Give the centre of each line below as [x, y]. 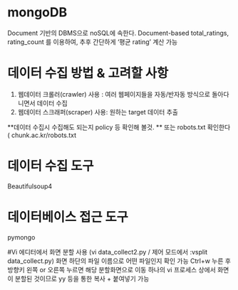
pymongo [21, 237]
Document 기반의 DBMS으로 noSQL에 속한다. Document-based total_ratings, [118, 33]
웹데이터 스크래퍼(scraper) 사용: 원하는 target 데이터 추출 [98, 112]
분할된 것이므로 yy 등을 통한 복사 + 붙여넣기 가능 [82, 279]
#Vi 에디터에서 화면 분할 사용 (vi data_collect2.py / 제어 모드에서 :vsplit [108, 252]
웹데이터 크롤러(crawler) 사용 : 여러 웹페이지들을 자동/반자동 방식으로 [114, 94]
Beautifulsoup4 [30, 186]
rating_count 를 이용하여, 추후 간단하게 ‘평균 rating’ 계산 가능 [93, 42]
